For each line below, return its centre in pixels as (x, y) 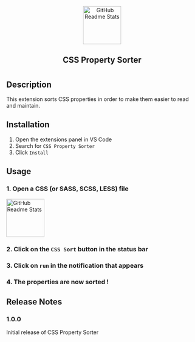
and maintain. (23, 106)
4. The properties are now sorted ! (58, 282)
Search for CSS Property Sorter (55, 145)
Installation (28, 125)
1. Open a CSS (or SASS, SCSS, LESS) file (67, 189)
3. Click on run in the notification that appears (75, 266)
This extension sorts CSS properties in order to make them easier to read (98, 99)
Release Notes (34, 302)
